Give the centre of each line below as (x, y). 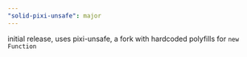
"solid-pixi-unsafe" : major (55, 16)
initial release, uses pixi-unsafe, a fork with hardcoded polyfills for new (123, 39)
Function (22, 46)
